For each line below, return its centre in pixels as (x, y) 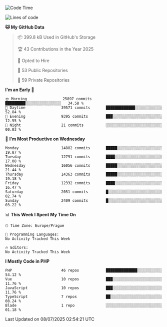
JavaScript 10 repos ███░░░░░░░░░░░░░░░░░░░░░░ (84, 288)
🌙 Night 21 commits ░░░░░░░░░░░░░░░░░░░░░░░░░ (84, 125)
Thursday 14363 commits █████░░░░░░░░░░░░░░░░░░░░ (84, 174)
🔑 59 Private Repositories (43, 80)
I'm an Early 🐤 (20, 90)
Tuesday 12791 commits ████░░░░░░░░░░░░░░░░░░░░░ (84, 157)
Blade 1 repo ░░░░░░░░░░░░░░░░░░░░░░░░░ (84, 305)
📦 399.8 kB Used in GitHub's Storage (56, 37)
